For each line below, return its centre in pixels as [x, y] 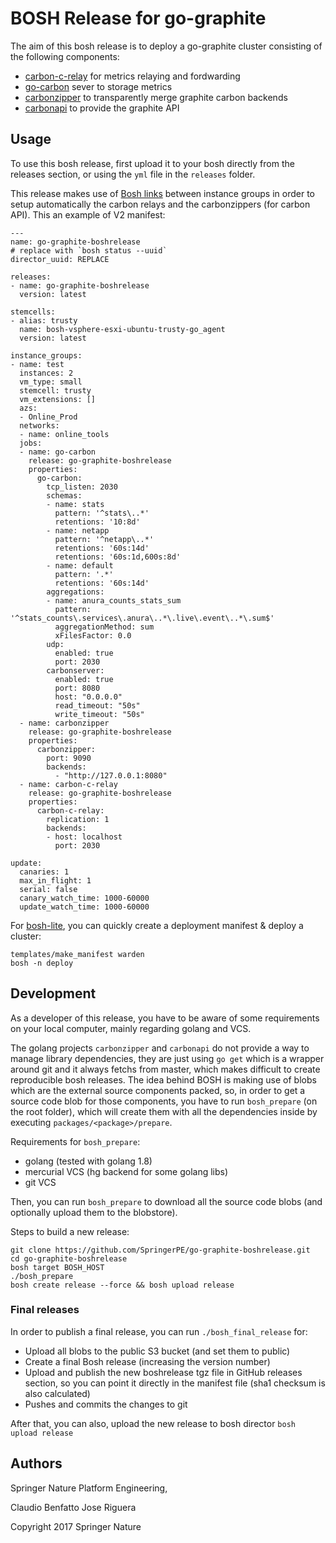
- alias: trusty [44, 320]
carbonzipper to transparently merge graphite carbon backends [156, 97]
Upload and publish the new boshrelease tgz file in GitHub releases [163, 1372]
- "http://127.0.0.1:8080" [111, 775]
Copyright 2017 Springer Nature [76, 1526]
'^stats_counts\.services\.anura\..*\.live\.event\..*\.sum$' [142, 618]
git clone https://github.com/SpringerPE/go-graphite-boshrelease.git [160, 1250]
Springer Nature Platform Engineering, [89, 1488]
